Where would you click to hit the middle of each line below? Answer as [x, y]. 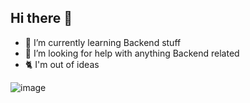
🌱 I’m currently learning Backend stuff [103, 42]
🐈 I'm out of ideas [62, 64]
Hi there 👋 [41, 18]
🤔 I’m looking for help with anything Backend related [132, 53]
